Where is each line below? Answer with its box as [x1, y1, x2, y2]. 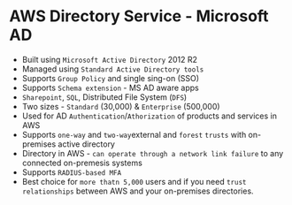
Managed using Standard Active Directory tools [21, 64, 204, 74]
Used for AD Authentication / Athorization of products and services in [21, 110, 277, 121]
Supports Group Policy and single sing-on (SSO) [21, 72, 200, 83]
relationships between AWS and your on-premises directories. [21, 186, 254, 196]
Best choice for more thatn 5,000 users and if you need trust [21, 176, 247, 186]
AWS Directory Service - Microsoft [9, 6, 269, 27]
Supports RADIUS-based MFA [21, 166, 122, 178]
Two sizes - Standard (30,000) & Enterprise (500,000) [21, 101, 220, 111]
